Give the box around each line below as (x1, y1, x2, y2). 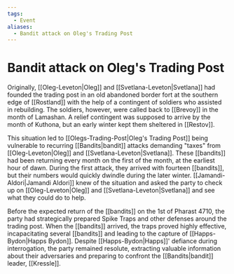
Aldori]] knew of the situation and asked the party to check (52, 179, 223, 187)
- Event (13, 17, 36, 24)
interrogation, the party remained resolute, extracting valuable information (7, 245, 221, 253)
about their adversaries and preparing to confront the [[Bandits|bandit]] (7, 252, 214, 260)
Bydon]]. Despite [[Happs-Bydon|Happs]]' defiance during (48, 237, 218, 245)
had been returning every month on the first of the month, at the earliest (7, 156, 215, 165)
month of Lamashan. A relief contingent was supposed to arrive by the (7, 113, 211, 121)
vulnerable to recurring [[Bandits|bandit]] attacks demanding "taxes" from (7, 142, 221, 150)
